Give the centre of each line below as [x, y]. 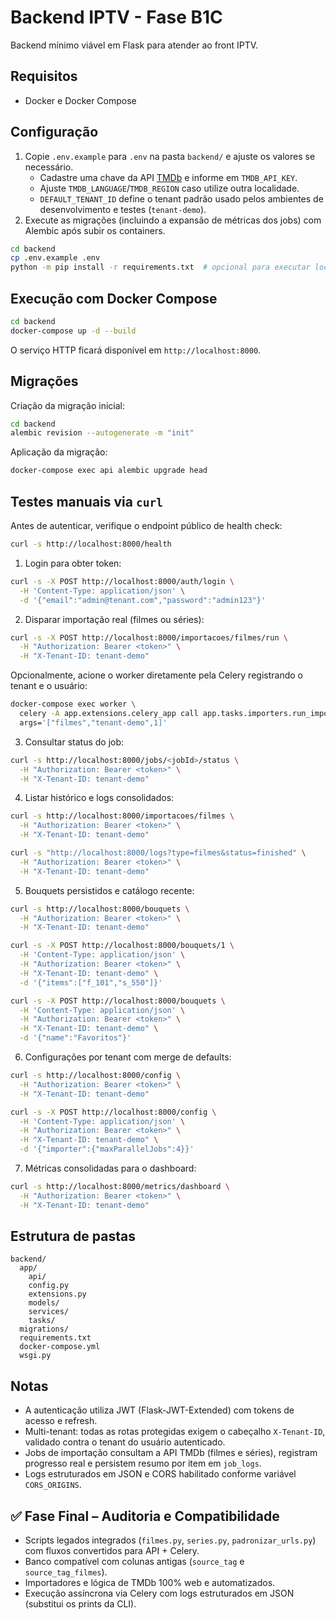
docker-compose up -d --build [73, 331]
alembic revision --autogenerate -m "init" [102, 433]
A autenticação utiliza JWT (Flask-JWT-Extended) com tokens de [159, 1410]
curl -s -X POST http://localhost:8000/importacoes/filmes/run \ [149, 637]
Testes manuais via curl [86, 501]
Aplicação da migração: [59, 452]
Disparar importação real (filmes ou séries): [114, 619]
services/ [49, 1312]
